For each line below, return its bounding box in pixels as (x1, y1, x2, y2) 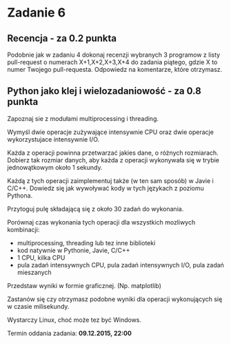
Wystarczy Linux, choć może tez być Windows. (7, 316, 142, 324)
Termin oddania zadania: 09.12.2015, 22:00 (7, 329, 132, 337)
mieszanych (17, 268, 52, 276)
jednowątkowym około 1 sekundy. (7, 163, 103, 171)
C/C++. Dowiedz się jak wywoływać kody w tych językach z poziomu (7, 184, 205, 192)
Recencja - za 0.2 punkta (7, 32, 117, 44)
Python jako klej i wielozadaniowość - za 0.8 (7, 85, 201, 97)
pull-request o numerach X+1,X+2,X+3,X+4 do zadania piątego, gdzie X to (7, 58, 218, 66)
